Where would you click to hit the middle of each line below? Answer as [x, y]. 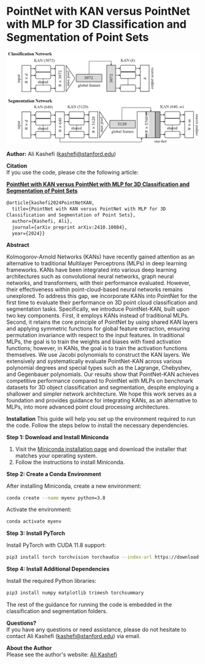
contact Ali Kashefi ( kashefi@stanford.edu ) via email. [74, 636]
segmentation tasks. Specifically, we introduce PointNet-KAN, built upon [98, 309]
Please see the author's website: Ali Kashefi [62, 655]
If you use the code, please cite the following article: [73, 172]
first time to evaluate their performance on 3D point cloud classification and [102, 302]
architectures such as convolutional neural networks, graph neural [90, 276]
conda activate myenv [34, 521]
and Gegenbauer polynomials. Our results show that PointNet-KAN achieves [103, 374]
